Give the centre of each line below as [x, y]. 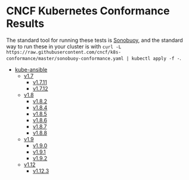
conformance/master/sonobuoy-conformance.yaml [65, 58]
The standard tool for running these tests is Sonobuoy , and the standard [94, 40]
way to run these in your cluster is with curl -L [64, 46]
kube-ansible [31, 69]
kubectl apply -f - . [157, 58]
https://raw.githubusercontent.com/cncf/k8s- [63, 52]
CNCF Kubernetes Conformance [88, 11]
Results [25, 24]
